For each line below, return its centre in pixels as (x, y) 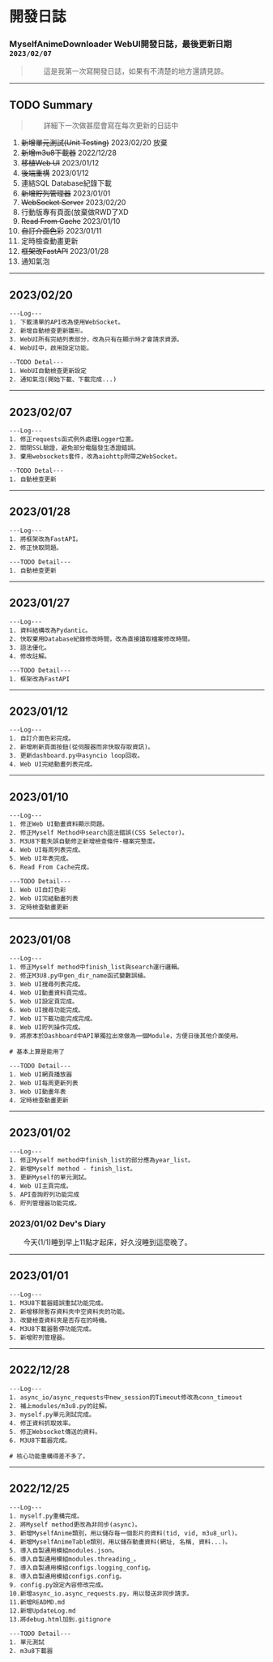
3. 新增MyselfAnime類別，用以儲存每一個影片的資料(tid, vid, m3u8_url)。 (125, 1533)
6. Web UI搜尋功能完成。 (47, 1010)
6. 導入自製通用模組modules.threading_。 (75, 1559)
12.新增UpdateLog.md (43, 1611)
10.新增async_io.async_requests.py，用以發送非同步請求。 (101, 1593)
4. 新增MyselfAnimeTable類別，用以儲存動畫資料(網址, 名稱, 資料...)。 (120, 1542)
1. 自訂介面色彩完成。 (42, 739)
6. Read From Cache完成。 (51, 868)
